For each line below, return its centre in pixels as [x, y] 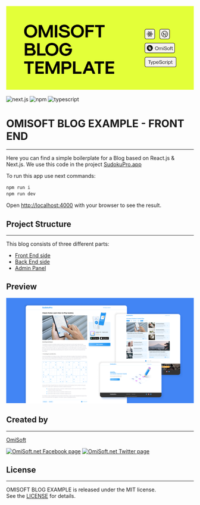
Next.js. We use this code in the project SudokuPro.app [74, 164]
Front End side [32, 255]
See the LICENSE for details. [41, 496]
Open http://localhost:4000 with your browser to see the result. [84, 205]
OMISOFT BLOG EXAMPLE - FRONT [95, 123]
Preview [22, 287]
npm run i [18, 188]
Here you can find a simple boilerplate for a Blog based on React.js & [90, 158]
